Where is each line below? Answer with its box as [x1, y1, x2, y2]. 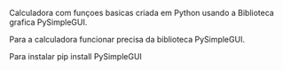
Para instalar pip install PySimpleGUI [9, 51, 142, 61]
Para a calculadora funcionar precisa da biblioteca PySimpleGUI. [9, 35, 246, 44]
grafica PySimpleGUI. [9, 17, 88, 27]
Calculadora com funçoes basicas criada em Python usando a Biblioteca [9, 8, 275, 18]
